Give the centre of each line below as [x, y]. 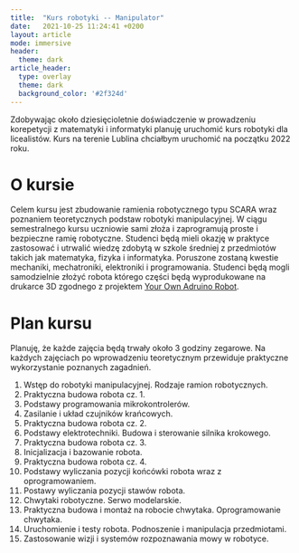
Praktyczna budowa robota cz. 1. [84, 395]
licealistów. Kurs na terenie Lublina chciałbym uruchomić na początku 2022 [150, 138]
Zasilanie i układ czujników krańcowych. [98, 414]
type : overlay [45, 77]
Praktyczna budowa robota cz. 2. [85, 424]
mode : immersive [41, 43]
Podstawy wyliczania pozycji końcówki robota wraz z [122, 472]
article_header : [41, 69]
